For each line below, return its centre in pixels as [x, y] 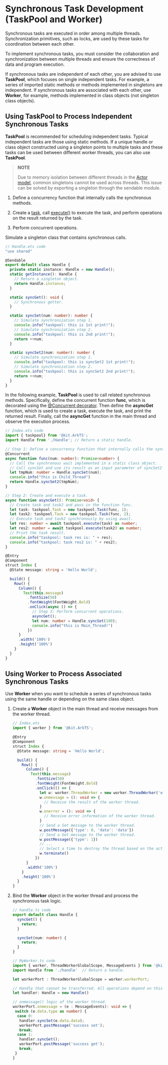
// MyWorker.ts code [34, 961]
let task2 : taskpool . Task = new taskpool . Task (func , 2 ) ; [70, 514]
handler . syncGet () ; [39, 1039]
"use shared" [19, 251]
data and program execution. [35, 64]
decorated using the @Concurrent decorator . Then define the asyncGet [79, 406]
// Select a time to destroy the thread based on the [96, 849]
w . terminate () [54, 853]
